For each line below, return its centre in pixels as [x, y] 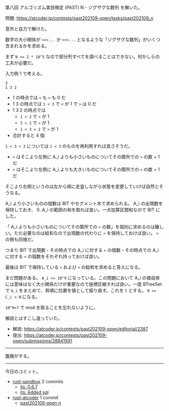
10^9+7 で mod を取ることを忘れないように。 [52, 307]
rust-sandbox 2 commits [38, 381]
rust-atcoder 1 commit [35, 398]
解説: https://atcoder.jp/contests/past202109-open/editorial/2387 [80, 329]
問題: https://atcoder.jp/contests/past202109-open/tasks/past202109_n [79, 18]
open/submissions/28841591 [42, 341]
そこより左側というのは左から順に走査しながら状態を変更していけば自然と [82, 186]
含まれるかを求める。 [27, 46]
